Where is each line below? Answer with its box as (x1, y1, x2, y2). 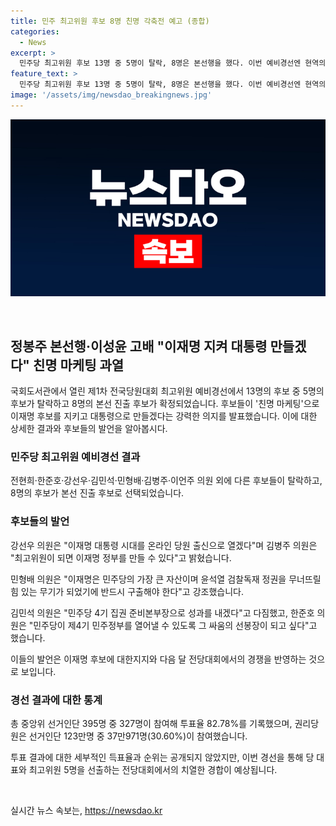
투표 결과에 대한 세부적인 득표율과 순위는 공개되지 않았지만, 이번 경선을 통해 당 (10, 751, 315, 763)
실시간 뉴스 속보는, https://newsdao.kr (10, 804, 163, 816)
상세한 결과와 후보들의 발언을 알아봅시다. (10, 423, 168, 435)
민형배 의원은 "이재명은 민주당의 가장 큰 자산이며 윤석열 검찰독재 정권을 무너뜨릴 (10, 573, 322, 585)
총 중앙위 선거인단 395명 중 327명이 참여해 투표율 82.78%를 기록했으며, (10, 717, 293, 729)
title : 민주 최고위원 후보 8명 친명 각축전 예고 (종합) (10, 16, 210, 26)
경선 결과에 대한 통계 (10, 693, 103, 707)
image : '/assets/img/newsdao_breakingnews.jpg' (10, 90, 213, 100)
